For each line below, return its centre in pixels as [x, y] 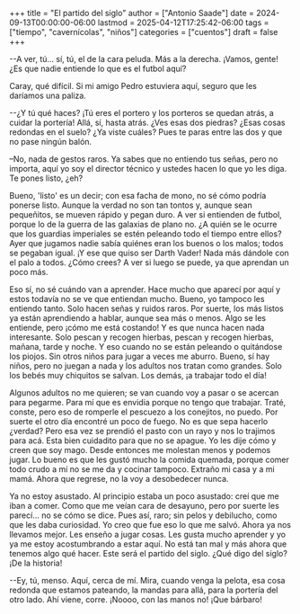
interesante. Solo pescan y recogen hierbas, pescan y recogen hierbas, [141, 337]
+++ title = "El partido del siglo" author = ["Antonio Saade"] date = [132, 13]
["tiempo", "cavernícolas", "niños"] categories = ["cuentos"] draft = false [144, 32]
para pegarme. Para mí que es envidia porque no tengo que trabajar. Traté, [148, 402]
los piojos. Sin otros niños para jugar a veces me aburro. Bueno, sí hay [140, 356]
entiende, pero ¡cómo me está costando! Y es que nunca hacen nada [137, 328]
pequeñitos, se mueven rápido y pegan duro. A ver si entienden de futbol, [146, 214]
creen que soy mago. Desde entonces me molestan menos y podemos [140, 450]
